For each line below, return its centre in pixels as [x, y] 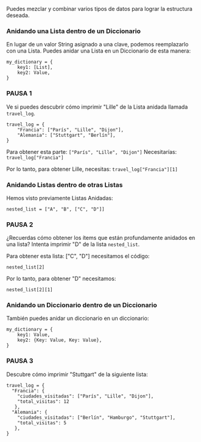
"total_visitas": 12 [43, 401]
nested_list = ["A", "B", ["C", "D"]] [55, 209]
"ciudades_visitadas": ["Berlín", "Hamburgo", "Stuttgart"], [96, 418]
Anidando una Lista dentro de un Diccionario [74, 31]
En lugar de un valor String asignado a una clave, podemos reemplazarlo [97, 45]
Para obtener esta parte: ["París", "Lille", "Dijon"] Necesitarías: [92, 151]
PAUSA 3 [20, 361]
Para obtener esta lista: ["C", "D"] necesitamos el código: [78, 256]
